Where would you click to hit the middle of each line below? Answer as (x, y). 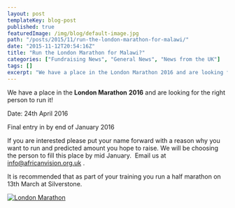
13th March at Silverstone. (45, 183)
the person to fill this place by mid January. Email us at (87, 155)
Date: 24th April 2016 (38, 113)
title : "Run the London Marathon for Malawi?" (76, 53)
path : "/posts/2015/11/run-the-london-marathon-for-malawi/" (98, 40)
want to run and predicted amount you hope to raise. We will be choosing (113, 148)
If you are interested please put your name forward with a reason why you (114, 140)
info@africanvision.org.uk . (46, 162)
